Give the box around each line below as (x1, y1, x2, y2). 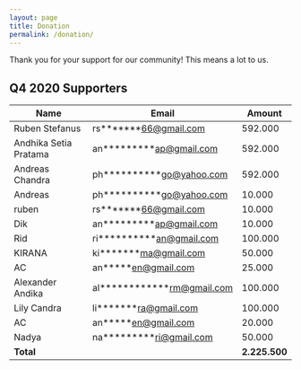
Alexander (13, 276, 57, 288)
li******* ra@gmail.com (92, 302, 199, 314)
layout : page (9, 13, 58, 22)
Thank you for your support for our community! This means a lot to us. (9, 55, 269, 66)
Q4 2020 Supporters (9, 80, 128, 95)
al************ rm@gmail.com (92, 282, 233, 295)
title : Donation (9, 22, 70, 31)
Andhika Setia (13, 137, 73, 149)
